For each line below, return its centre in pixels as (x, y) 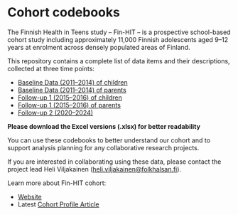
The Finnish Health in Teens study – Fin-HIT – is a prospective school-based (119, 32)
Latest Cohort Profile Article (58, 204)
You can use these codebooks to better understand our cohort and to (109, 140)
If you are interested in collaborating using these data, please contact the (114, 162)
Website (30, 196)
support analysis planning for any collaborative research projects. (103, 147)
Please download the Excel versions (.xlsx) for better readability (104, 126)
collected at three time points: (51, 68)
